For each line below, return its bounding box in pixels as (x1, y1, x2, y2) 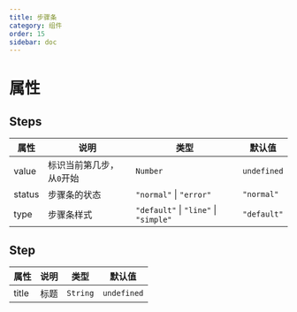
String (66, 288, 95, 299)
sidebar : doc (9, 37, 57, 47)
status (13, 188, 40, 201)
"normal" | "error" (135, 188, 212, 201)
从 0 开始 (47, 172, 80, 185)
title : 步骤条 (9, 12, 57, 22)
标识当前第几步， (47, 159, 119, 171)
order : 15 (9, 29, 46, 38)
